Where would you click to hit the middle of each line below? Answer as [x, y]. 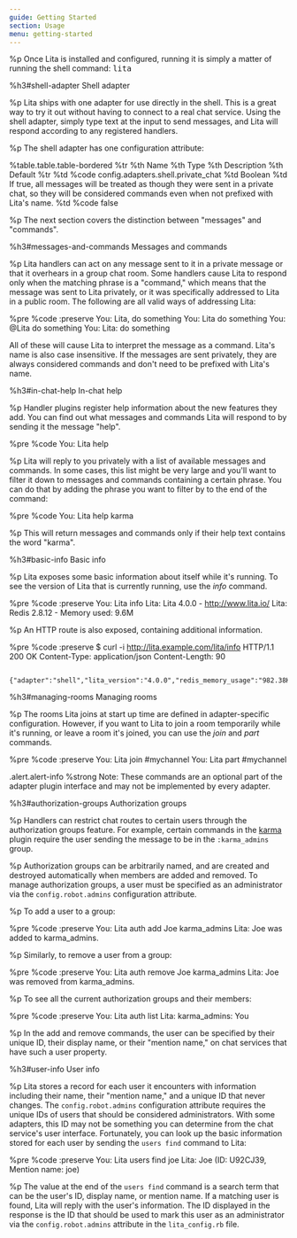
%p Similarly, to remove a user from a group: [91, 955]
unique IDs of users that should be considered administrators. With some [142, 1115]
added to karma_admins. [54, 938]
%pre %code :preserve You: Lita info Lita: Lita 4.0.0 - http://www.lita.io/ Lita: [148, 603]
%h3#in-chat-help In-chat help [66, 391]
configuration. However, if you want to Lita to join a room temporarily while [145, 724]
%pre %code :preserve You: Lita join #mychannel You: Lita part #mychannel [148, 759]
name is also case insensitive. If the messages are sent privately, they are [143, 354]
